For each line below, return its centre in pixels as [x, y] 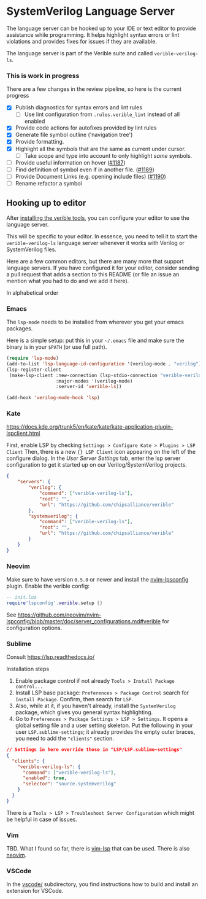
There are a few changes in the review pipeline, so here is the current [94, 89]
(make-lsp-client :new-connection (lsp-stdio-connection [83, 375]
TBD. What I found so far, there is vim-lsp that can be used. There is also [98, 849]
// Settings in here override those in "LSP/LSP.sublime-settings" [94, 750]
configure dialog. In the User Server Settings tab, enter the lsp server [93, 458]
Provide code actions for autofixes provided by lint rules [86, 128]
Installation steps [28, 669]
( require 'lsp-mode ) [33, 358]
